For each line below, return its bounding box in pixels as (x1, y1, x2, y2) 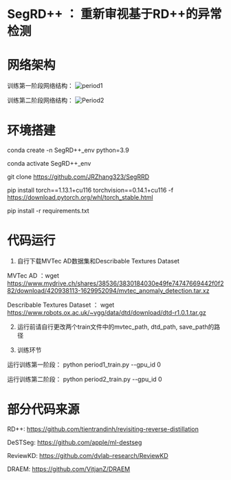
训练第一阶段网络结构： (7, 82, 74, 90)
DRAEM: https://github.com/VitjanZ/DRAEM (7, 465, 131, 473)
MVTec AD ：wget (7, 272, 60, 279)
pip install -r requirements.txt (7, 207, 89, 215)
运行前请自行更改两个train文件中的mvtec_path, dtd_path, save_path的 (16, 323, 214, 331)
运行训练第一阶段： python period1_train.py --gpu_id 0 (7, 360, 162, 369)
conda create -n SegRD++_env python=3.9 (7, 146, 129, 155)
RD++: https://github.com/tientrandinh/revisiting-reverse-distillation (7, 424, 199, 433)
